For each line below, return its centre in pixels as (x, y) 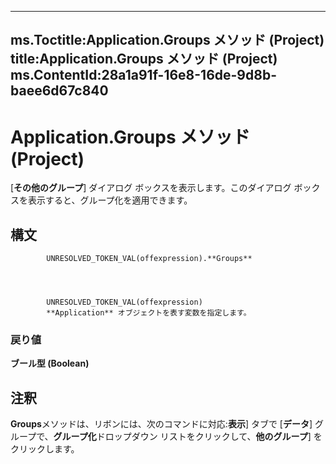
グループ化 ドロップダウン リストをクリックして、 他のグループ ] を (188, 437)
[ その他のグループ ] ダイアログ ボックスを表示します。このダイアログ (151, 188)
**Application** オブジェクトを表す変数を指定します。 (149, 313)
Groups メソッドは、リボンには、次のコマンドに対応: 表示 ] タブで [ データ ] (161, 424)
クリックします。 (45, 449)
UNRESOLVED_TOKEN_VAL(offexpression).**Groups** (149, 259)
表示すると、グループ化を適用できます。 (110, 200)
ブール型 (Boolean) (50, 363)
